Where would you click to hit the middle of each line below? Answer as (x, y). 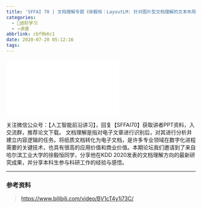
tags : (13, 46)
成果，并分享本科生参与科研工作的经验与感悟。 (69, 162)
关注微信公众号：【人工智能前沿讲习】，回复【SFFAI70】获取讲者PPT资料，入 (101, 124)
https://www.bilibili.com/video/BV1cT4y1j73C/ (77, 198)
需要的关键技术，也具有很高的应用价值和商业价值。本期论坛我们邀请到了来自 (101, 147)
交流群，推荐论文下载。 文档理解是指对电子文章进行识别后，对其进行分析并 (99, 132)
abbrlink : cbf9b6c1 (31, 34)
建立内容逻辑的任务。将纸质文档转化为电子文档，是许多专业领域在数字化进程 (101, 139)
